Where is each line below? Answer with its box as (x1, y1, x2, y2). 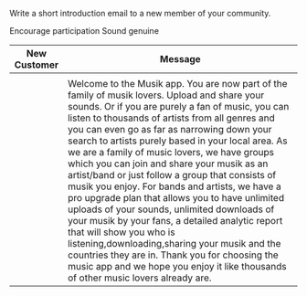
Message (159, 53, 201, 65)
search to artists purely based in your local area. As (67, 134, 288, 147)
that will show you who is (67, 226, 175, 238)
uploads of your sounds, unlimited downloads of (67, 203, 275, 216)
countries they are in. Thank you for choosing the (67, 248, 279, 261)
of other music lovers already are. (67, 271, 212, 284)
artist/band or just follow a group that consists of (67, 169, 277, 181)
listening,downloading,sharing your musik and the (67, 238, 281, 249)
